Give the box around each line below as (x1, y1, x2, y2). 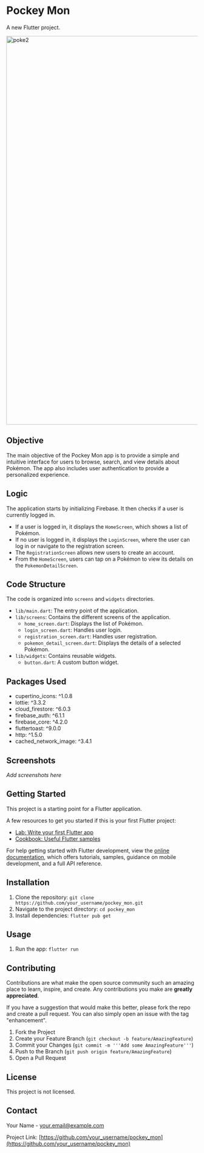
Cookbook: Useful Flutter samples (15, 835, 101, 842)
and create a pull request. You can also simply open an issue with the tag (6, 1010, 189, 1018)
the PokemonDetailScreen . (15, 561, 78, 569)
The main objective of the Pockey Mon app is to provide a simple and (6, 451, 180, 459)
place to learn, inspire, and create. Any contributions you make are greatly (6, 985, 193, 993)
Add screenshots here (6, 772, 62, 778)
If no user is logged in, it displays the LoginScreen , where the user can (15, 536, 190, 543)
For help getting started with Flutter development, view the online (6, 847, 170, 854)
